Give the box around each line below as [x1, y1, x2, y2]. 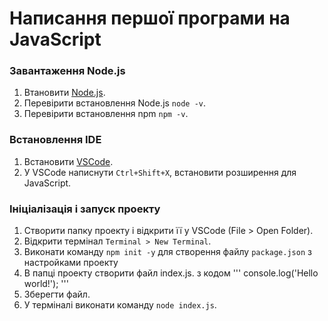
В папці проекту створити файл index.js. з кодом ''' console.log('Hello [23, 267, 319, 279]
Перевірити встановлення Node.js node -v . [23, 97, 207, 109]
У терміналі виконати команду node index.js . [23, 299, 217, 311]
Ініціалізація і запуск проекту [9, 202, 161, 216]
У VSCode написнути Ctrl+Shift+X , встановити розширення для [23, 166, 297, 178]
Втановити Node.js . [23, 87, 106, 99]
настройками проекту [23, 257, 119, 269]
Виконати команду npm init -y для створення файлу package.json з [23, 246, 312, 258]
